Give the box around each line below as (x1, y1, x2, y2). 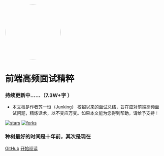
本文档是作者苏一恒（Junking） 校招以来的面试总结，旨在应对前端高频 (12, 104, 155, 110)
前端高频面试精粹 (5, 73, 75, 85)
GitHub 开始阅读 (5, 145, 38, 151)
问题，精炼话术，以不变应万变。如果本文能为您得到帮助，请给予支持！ (16, 110, 159, 116)
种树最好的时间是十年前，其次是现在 (5, 133, 91, 140)
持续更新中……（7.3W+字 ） (5, 92, 73, 99)
